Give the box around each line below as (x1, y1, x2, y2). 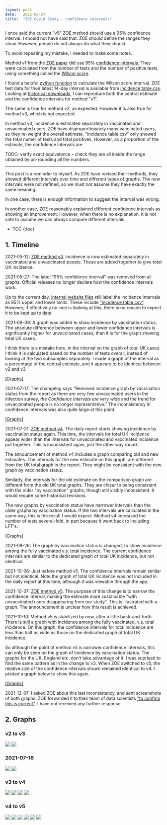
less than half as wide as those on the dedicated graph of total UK (5, 630, 141, 636)
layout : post (5, 7, 32, 12)
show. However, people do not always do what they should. (5, 41, 127, 47)
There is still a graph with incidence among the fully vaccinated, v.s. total (5, 619, 155, 625)
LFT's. (5, 523, 18, 529)
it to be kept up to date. (5, 310, 53, 316)
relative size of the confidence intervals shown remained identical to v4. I (5, 665, 155, 671)
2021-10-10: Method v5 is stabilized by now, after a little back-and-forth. (5, 614, 153, 620)
